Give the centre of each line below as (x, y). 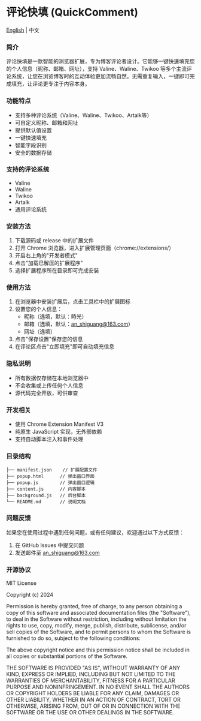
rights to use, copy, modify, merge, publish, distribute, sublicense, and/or (96, 625)
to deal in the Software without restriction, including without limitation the (96, 619)
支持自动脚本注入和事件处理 (49, 439)
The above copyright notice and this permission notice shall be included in (98, 650)
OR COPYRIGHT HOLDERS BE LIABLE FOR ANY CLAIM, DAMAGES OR (93, 693)
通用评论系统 (31, 209)
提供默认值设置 (33, 130)
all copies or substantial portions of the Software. (67, 656)
